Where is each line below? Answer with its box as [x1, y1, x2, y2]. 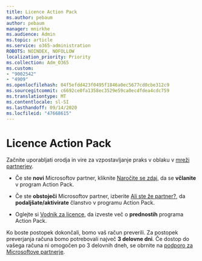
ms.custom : [6, 65, 34, 71]
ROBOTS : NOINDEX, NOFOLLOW [6, 48, 75, 55]
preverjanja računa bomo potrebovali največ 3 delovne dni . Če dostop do [6, 236, 190, 243]
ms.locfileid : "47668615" [6, 110, 72, 116]
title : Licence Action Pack [6, 8, 78, 15]
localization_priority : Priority [6, 54, 91, 60]
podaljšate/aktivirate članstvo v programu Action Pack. [15, 199, 155, 206]
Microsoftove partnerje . [6, 248, 66, 256]
